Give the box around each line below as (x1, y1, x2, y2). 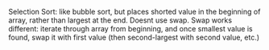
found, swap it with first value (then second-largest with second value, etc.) (8, 32, 260, 42)
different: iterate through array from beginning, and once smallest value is (8, 24, 253, 33)
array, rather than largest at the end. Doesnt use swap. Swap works (8, 15, 232, 25)
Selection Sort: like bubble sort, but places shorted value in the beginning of (8, 7, 261, 16)
